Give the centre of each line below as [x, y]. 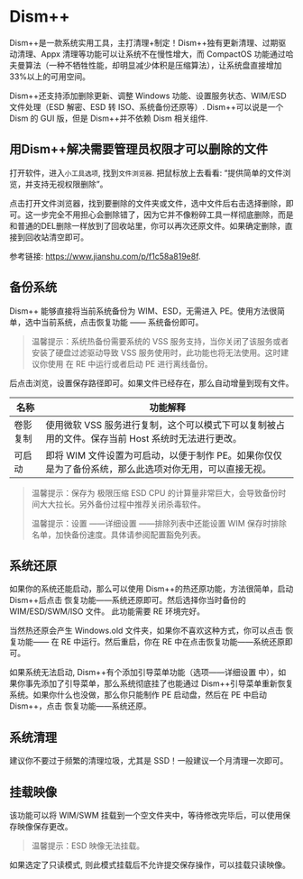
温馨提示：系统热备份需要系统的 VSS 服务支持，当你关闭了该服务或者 [160, 341]
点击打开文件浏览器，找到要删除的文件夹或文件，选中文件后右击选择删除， [147, 203]
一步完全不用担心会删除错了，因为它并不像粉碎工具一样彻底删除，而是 [163, 215]
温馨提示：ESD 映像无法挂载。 [88, 846]
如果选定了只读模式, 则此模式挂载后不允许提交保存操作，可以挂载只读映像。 [150, 865]
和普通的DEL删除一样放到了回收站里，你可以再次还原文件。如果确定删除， [147, 225]
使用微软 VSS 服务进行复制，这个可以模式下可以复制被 [161, 425]
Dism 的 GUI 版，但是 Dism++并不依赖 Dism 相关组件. [109, 118]
